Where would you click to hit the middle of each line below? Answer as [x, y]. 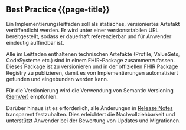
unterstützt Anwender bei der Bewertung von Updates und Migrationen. [94, 121]
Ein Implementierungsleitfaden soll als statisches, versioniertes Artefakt [93, 24]
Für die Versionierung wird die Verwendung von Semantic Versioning [90, 90]
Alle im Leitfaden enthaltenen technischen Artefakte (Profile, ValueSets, [93, 54]
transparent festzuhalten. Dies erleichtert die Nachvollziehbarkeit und [91, 114]
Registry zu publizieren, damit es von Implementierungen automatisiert [92, 72]
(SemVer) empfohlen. [32, 96]
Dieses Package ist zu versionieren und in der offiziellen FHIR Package [92, 66]
